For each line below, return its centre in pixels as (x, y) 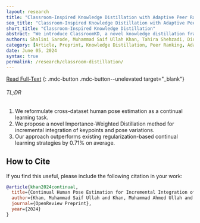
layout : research (28, 12)
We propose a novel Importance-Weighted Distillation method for (94, 124)
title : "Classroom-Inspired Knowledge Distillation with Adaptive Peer (97, 17)
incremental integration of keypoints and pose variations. (85, 130)
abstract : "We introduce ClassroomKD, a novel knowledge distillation (96, 34)
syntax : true (22, 56)
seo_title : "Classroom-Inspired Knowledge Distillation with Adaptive (96, 23)
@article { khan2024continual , (42, 187)
